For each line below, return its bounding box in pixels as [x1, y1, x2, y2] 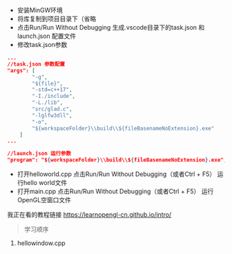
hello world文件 [23, 179, 68, 186]
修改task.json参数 [17, 41, 68, 48]
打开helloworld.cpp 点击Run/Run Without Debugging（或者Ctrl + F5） [17, 170, 216, 178]
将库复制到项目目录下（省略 [17, 14, 97, 23]
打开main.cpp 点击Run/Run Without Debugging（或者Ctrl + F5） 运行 [17, 187, 214, 195]
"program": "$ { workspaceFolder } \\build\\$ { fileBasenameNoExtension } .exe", [7, 157, 227, 164]
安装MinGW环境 [17, 6, 64, 14]
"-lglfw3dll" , [32, 112, 72, 119]
